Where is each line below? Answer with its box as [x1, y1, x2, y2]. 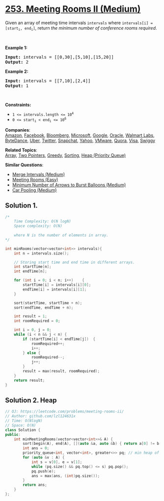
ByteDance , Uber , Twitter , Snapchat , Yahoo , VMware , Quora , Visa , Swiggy [5, 137, 156, 143]
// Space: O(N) [5, 423, 36, 428]
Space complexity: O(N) [14, 223, 63, 229]
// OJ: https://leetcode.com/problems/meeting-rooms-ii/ [5, 409, 124, 414]
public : [5, 432, 21, 437]
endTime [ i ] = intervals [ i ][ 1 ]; [23, 287, 87, 292]
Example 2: [5, 69, 28, 74]
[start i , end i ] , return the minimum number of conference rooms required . [5, 25, 157, 32]
